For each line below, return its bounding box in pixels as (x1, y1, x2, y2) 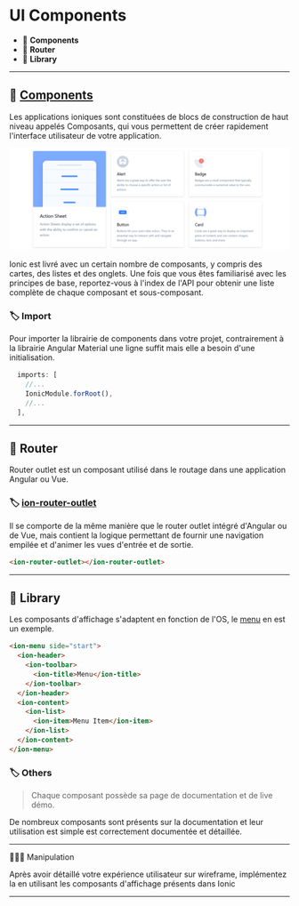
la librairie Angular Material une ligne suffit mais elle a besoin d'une (9, 343, 255, 354)
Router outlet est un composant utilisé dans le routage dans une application (9, 464, 287, 476)
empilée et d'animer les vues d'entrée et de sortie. (9, 539, 194, 549)
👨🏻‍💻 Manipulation (9, 852, 75, 862)
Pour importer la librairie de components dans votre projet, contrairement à (9, 333, 285, 344)
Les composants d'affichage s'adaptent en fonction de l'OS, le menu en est (9, 614, 287, 625)
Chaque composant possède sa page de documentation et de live (30, 790, 273, 801)
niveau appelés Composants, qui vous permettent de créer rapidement (9, 121, 269, 132)
